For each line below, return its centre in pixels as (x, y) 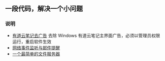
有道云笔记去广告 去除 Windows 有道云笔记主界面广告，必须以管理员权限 (86, 35)
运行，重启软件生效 (32, 41)
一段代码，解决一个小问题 (44, 9)
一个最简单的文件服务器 (36, 54)
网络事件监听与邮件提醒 (36, 47)
